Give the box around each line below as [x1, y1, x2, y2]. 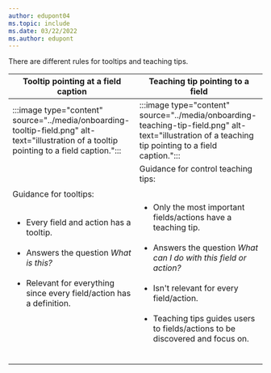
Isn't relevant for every [152, 282, 240, 294]
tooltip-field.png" [12, 125, 79, 136]
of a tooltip [77, 135, 119, 146]
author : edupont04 [8, 11, 70, 20]
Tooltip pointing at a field [23, 76, 122, 87]
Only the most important [152, 201, 245, 213]
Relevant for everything [26, 278, 115, 289]
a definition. [26, 298, 71, 309]
